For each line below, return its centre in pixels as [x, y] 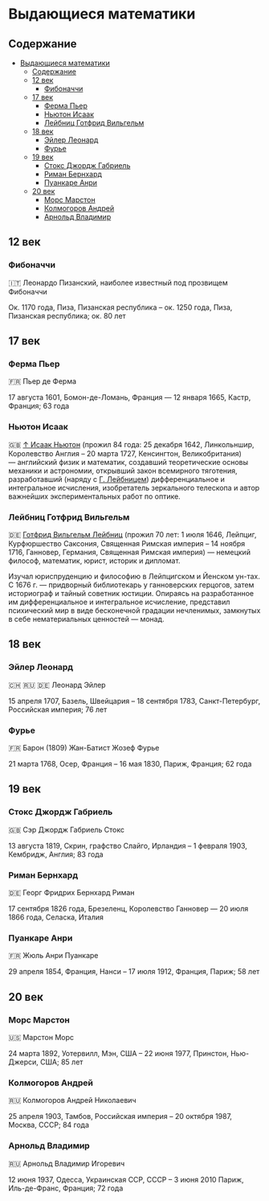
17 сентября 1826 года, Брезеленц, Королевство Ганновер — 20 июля [128, 908]
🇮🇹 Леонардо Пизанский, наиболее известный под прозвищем [118, 282]
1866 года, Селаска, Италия [56, 917]
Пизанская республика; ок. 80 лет [67, 315]
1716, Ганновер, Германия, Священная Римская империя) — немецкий [130, 552]
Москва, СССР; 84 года [49, 1125]
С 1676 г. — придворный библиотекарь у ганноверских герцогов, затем [131, 585]
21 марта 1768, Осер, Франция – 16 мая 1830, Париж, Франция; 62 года [130, 763]
